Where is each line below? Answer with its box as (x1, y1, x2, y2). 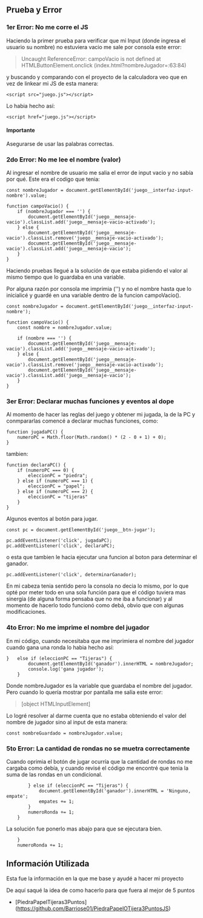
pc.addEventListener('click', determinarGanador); (6, 572, 137, 578)
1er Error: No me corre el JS (6, 23, 88, 32)
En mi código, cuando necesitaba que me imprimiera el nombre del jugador (6, 637, 194, 644)
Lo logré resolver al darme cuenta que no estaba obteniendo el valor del (6, 712, 187, 719)
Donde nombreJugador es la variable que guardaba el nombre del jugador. (6, 682, 193, 689)
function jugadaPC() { (6, 429, 64, 435)
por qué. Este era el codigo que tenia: (6, 175, 100, 183)
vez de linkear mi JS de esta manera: (6, 80, 99, 87)
